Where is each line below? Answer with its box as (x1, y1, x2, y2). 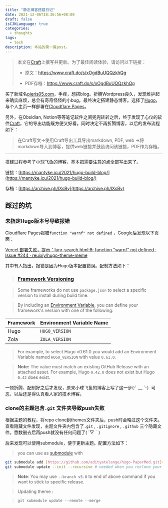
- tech (9, 40, 23, 45)
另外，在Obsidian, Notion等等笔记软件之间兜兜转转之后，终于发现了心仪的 (5, 114, 158, 120)
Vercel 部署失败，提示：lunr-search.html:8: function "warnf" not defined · (5, 247, 156, 253)
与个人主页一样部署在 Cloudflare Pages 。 (5, 103, 89, 109)
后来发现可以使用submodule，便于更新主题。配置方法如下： (5, 440, 129, 446)
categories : (5, 26, 30, 31)
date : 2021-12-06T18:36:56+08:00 (5, 12, 75, 17)
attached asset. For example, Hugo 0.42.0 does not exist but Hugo (17, 369, 155, 375)
